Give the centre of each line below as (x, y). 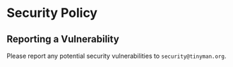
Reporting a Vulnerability (63, 39)
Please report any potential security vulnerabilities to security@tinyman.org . (116, 56)
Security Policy (52, 13)
